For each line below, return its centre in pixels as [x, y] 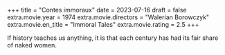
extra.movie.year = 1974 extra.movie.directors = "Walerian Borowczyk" [108, 17]
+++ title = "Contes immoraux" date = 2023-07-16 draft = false [97, 10]
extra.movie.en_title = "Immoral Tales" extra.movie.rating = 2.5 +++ [103, 24]
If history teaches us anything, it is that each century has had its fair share [113, 38]
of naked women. [32, 45]
